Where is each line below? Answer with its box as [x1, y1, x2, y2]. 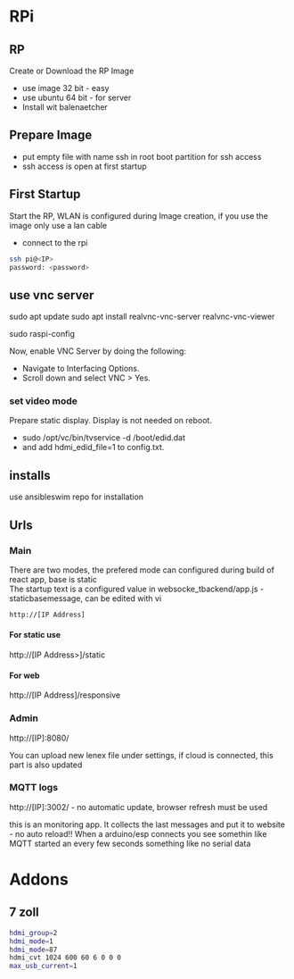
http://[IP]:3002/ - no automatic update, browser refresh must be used [9, 801, 268, 812]
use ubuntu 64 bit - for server [21, 92, 132, 103]
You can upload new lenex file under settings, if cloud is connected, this [9, 749, 274, 760]
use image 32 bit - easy [21, 83, 110, 93]
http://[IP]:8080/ [9, 732, 69, 743]
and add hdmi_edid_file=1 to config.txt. [21, 442, 165, 453]
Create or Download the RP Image [9, 65, 135, 76]
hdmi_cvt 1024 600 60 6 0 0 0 [9, 953, 122, 962]
